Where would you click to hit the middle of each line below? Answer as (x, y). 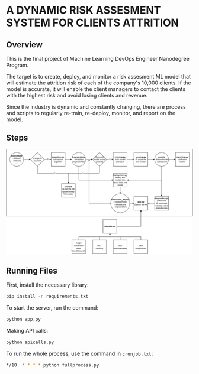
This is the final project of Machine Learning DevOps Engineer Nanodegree (98, 59)
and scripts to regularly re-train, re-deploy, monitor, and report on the (91, 113)
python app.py (24, 319)
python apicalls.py (30, 342)
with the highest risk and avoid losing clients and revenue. (77, 95)
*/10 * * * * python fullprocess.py (53, 365)
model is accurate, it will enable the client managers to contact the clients (96, 89)
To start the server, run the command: (52, 307)
